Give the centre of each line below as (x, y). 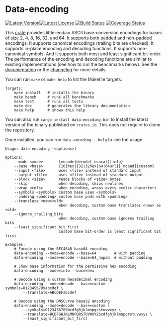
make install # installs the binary (54, 93)
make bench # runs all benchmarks (54, 97)
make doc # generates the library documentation (72, 106)
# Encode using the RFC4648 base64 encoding (61, 249)
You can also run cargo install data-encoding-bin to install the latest (77, 119)
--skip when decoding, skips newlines (69, 183)
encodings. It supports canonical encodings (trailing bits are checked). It (80, 43)
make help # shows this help (50, 110)
